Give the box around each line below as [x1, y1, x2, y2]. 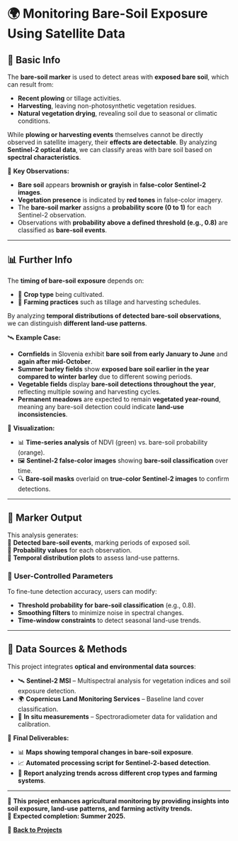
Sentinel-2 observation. [17, 211, 86, 219]
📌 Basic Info [7, 54, 61, 66]
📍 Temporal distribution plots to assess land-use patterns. [7, 553, 180, 562]
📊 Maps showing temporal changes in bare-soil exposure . [17, 747, 193, 756]
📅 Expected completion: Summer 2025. [7, 811, 126, 820]
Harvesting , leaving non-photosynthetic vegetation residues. [17, 102, 197, 110]
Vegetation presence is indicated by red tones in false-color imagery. [17, 196, 223, 204]
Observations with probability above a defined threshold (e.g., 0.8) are [17, 218, 228, 227]
